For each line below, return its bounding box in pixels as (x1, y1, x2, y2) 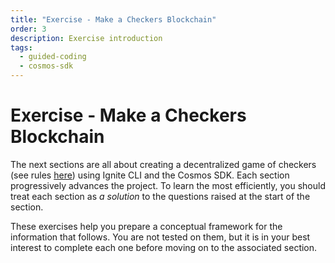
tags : (10, 42, 33, 53)
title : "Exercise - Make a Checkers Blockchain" (10, 14, 217, 25)
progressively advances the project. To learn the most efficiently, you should (10, 179, 326, 191)
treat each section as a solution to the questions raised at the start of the (10, 190, 311, 202)
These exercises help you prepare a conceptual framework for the (10, 220, 283, 232)
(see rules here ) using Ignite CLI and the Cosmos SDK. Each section (10, 169, 290, 181)
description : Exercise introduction (10, 33, 163, 43)
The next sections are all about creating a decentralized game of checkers (10, 158, 317, 170)
